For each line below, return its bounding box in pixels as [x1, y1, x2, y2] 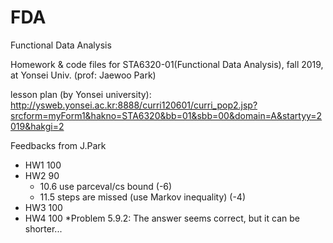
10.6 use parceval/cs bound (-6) [39, 180, 173, 192]
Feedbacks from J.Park [10, 139, 107, 151]
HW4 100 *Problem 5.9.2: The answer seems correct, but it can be [24, 212, 300, 224]
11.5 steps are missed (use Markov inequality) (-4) [39, 191, 247, 203]
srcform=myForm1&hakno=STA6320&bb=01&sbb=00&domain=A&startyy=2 [10, 109, 323, 121]
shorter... [24, 222, 63, 235]
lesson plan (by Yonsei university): [10, 88, 152, 100]
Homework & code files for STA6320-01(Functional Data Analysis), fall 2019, [10, 58, 324, 70]
